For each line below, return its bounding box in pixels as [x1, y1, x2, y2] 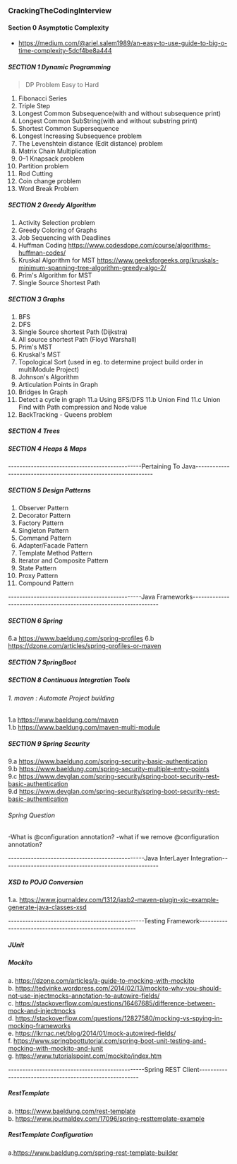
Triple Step [18, 102, 51, 110]
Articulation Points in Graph [18, 381, 98, 389]
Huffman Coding [18, 241, 67, 250]
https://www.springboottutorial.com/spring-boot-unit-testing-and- [13, 1036, 207, 1045]
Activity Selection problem [18, 219, 96, 227]
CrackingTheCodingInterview [8, 6, 112, 16]
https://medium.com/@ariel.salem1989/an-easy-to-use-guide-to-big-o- [18, 39, 228, 47]
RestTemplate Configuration [8, 1131, 94, 1139]
